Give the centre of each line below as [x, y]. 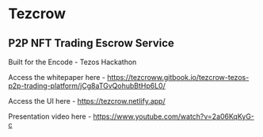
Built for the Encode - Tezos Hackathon [72, 62]
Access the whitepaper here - [57, 77]
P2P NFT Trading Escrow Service [91, 43]
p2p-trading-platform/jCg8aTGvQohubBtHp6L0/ [87, 86]
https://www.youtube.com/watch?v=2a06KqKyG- [174, 116]
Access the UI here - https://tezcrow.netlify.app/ [87, 101]
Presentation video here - [50, 116]
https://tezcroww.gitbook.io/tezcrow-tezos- [178, 77]
